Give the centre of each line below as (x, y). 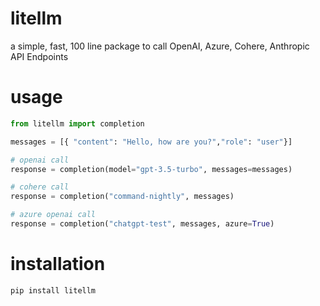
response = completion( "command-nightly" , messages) (122, 197)
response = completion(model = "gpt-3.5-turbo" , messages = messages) (151, 169)
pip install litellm (53, 290)
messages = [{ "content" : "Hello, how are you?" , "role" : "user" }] (151, 142)
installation (58, 264)
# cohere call (40, 187)
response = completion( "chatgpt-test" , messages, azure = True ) (142, 224)
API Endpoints (39, 56)
